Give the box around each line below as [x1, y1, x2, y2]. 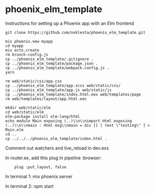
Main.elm [5, 127, 24, 132]
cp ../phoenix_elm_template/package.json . [5, 61, 98, 66]
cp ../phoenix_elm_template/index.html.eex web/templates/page [5, 92, 141, 97]
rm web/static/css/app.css [5, 78, 62, 84]
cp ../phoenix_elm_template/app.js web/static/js [5, 87, 112, 92]
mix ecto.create [5, 47, 39, 53]
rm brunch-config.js [5, 52, 49, 57]
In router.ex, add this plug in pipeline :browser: [5, 155, 102, 161]
